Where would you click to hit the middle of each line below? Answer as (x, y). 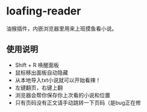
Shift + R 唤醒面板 (37, 65)
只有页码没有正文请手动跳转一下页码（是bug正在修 (78, 102)
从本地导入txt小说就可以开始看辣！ (58, 80)
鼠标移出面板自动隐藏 (41, 72)
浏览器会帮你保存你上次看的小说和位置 (62, 95)
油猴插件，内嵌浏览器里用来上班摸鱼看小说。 (62, 28)
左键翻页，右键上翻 (39, 87)
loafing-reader (44, 11)
